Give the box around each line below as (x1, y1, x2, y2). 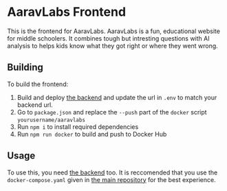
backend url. (17, 101, 53, 109)
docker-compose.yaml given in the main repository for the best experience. (7, 175, 216, 183)
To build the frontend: (7, 80, 69, 88)
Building (7, 61, 43, 73)
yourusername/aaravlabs (17, 117, 86, 123)
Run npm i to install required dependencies (17, 122, 139, 131)
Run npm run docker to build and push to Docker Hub (17, 130, 167, 138)
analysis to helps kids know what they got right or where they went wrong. (7, 41, 218, 50)
